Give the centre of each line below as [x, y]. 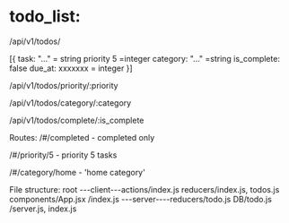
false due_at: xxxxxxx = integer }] [71, 68]
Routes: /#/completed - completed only [82, 137]
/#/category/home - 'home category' [77, 172]
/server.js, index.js [43, 209]
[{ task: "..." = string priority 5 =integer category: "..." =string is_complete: [145, 58]
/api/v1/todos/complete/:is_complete [77, 120]
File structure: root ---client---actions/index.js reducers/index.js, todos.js [144, 189]
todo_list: [45, 17]
